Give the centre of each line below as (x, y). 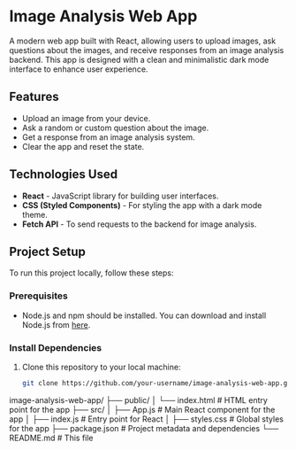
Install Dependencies (56, 347)
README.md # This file (52, 438)
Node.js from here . (56, 324)
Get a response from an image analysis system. (109, 137)
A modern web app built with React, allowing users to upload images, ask (143, 41)
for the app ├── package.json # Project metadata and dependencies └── (144, 428)
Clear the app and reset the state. (83, 146)
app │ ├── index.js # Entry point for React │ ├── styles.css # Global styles (147, 419)
